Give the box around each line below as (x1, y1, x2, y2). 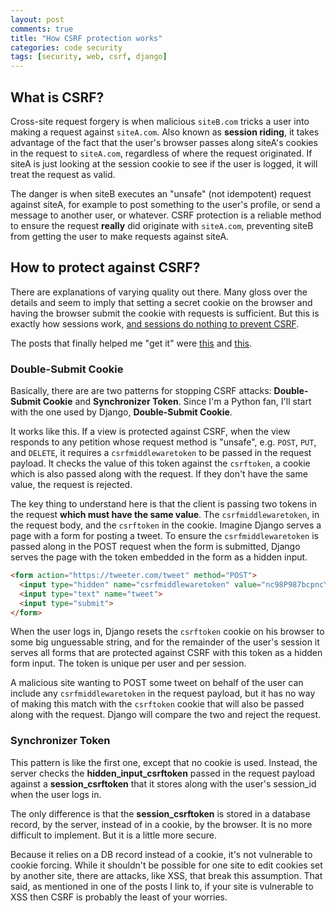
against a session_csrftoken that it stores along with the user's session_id (10, 777, 317, 790)
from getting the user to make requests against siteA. (10, 230, 230, 242)
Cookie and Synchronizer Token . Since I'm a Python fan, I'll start (42, 396, 312, 408)
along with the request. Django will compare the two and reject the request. (10, 709, 322, 721)
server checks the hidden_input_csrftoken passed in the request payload (10, 767, 316, 779)
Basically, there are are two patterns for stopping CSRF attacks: (10, 385, 272, 397)
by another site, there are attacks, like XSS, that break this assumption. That (10, 869, 323, 881)
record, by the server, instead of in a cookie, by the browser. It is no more (10, 818, 313, 830)
